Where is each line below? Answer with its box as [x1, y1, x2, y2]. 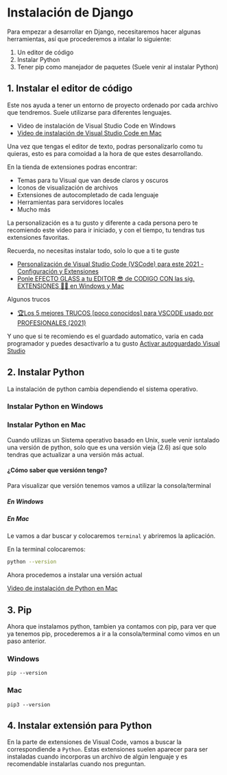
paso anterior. [7, 637, 47, 645]
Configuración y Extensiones [16, 267, 99, 276]
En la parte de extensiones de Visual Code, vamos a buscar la [7, 738, 182, 746]
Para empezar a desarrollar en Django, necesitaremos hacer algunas [7, 27, 201, 36]
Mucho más [16, 205, 51, 214]
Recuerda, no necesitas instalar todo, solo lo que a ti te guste [7, 246, 180, 255]
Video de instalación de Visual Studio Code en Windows [16, 122, 176, 130]
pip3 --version [7, 701, 51, 708]
